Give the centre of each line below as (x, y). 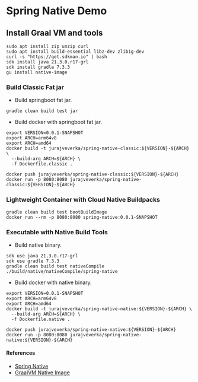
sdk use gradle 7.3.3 (33, 261)
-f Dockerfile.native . (41, 319)
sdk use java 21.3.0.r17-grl (42, 256)
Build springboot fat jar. (43, 100)
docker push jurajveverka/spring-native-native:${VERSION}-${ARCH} (91, 330)
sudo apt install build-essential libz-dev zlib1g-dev (75, 52)
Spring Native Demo (57, 11)
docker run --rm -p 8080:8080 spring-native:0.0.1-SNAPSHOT (82, 217)
